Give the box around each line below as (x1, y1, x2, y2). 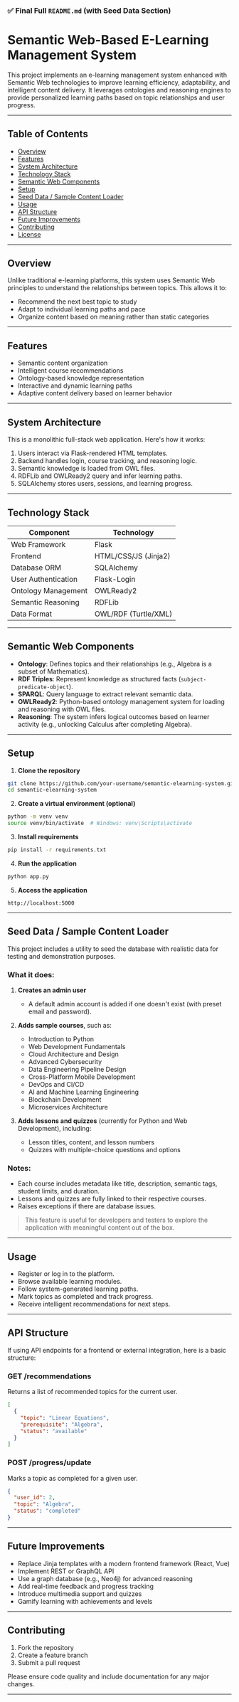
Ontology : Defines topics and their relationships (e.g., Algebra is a (17, 659, 212, 668)
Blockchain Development (28, 1095, 102, 1104)
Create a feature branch (17, 1651, 88, 1659)
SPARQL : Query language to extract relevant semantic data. (17, 689, 193, 698)
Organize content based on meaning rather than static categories (17, 312, 210, 321)
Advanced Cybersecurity (28, 1057, 102, 1065)
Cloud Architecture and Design (28, 1050, 119, 1058)
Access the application (17, 885, 87, 894)
